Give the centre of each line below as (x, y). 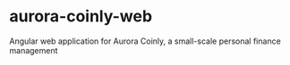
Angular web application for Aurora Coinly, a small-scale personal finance (145, 41)
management (34, 50)
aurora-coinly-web (81, 16)
